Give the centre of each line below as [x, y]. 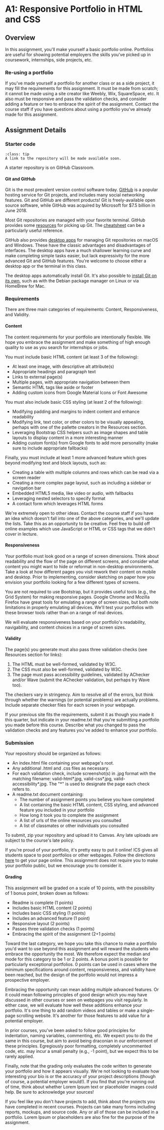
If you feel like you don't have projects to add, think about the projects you [80, 1102]
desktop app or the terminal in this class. [46, 266]
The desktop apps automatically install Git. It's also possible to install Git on [81, 276]
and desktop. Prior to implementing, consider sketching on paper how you [80, 577]
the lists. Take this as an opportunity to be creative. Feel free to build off [78, 524]
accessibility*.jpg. [30, 784]
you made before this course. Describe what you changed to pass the [75, 725]
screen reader [26, 477]
